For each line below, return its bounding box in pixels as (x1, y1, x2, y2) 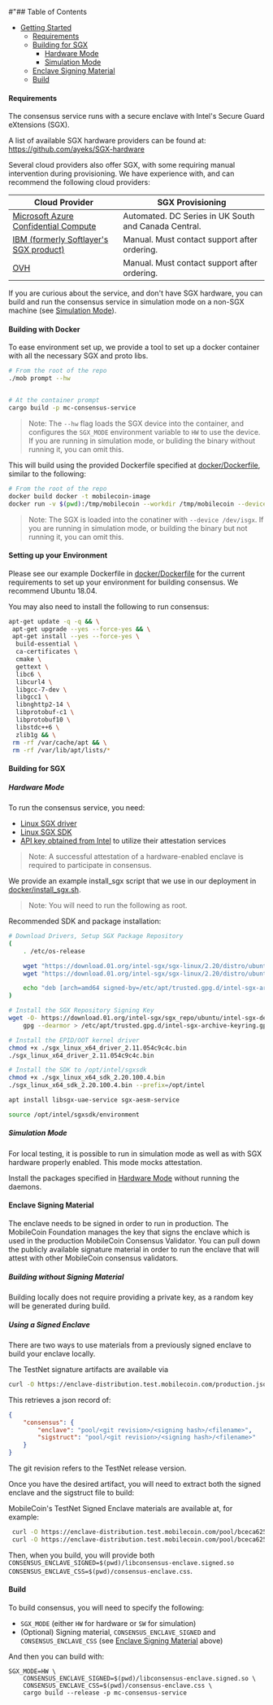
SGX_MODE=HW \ (8, 1667, 57, 1676)
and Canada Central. (123, 221, 201, 232)
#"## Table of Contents (8, 7, 88, 16)
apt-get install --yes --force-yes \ (11, 633, 140, 641)
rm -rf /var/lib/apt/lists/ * (11, 746, 111, 754)
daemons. (8, 1181, 42, 1191)
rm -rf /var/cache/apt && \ (11, 739, 107, 747)
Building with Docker (8, 324, 80, 334)
